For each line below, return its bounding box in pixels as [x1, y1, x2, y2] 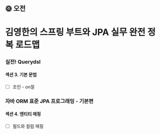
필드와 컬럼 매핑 [12, 123, 44, 129]
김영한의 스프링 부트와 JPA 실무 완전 [5, 26, 145, 38]
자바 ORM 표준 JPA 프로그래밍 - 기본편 [5, 97, 94, 104]
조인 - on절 [12, 84, 35, 90]
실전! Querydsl [5, 58, 41, 65]
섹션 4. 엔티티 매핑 [5, 111, 41, 117]
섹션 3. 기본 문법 [5, 72, 37, 78]
